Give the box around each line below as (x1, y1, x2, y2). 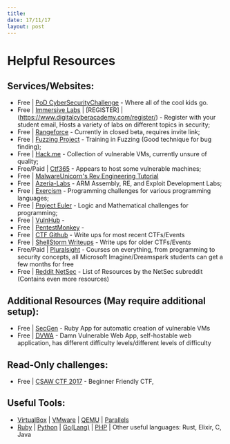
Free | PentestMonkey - (17, 223, 85, 232)
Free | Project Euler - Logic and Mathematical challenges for (17, 201, 189, 210)
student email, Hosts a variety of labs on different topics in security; (17, 120, 211, 129)
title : (7, 10, 26, 17)
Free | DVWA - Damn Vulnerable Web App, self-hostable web (17, 331, 192, 340)
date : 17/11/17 (7, 17, 51, 24)
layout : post (7, 23, 45, 30)
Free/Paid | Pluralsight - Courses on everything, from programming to (17, 246, 215, 254)
